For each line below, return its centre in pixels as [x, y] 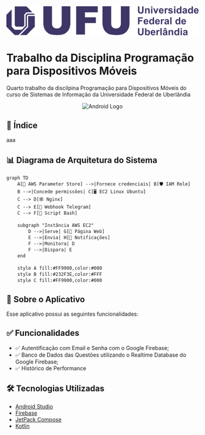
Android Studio [34, 406]
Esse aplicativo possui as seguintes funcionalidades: [72, 314]
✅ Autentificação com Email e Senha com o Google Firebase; [92, 348]
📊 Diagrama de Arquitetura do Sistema [82, 160]
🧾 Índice [22, 125]
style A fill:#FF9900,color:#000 [60, 269]
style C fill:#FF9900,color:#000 [60, 281]
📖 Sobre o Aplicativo [46, 299]
